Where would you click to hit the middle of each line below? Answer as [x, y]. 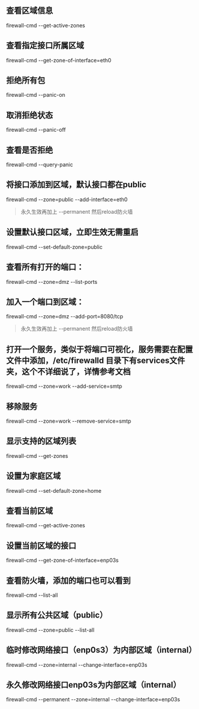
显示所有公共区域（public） [57, 615]
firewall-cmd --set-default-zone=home [54, 490]
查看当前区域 [30, 510]
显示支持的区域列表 [41, 441]
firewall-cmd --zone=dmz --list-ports [52, 281]
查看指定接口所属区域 [45, 45]
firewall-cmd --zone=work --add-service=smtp [64, 386]
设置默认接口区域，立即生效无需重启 [72, 232]
